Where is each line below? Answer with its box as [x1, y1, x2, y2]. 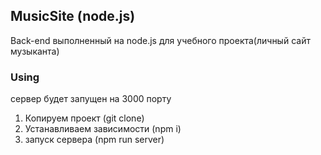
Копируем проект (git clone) [24, 112, 145, 124]
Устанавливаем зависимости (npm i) [24, 123, 182, 135]
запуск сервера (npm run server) [24, 134, 165, 146]
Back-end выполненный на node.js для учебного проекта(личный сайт [10, 34, 311, 46]
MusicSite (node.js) [10, 8, 136, 25]
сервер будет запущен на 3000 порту [10, 93, 172, 105]
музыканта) [10, 45, 60, 57]
